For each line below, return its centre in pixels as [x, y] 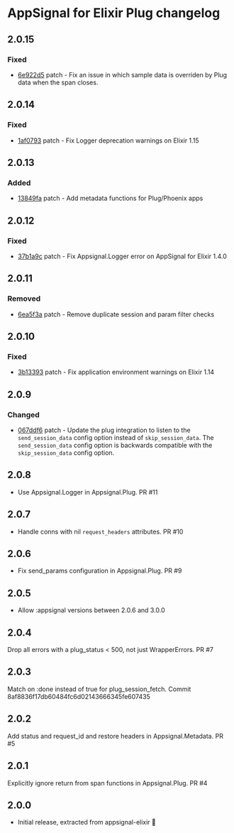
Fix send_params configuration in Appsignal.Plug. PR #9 [100, 571]
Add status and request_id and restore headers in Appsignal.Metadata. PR [115, 736]
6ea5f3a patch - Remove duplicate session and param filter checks [116, 314]
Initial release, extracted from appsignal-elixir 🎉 [87, 822]
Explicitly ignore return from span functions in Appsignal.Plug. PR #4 [107, 783]
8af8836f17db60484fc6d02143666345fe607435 [79, 696]
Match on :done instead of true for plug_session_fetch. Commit [99, 689]
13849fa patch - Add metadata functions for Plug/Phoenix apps [110, 198]
